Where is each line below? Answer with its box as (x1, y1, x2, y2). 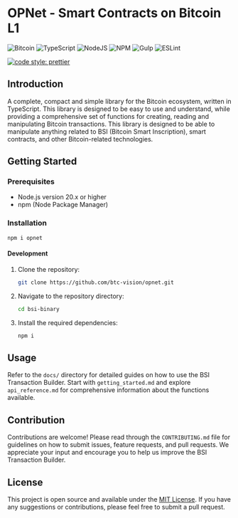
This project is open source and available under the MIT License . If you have (7, 495, 231, 503)
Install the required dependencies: (17, 318, 119, 327)
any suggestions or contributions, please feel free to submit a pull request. (7, 503, 225, 511)
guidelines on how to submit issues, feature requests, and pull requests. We (7, 440, 229, 449)
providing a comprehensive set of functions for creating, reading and (7, 112, 210, 120)
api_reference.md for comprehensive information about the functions (7, 386, 210, 394)
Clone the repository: (17, 265, 80, 273)
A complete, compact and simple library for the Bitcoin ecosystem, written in (7, 97, 232, 105)
